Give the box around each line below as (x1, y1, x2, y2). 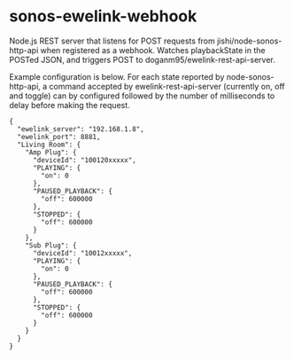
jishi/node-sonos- (216, 35, 282, 46)
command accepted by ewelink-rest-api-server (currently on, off (49, 81, 285, 91)
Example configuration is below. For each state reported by (9, 71, 225, 82)
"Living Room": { (17, 140, 81, 149)
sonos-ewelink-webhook (9, 6, 197, 27)
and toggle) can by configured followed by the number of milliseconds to (9, 90, 275, 101)
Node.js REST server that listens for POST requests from (9, 35, 215, 46)
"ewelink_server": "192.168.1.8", (17, 124, 144, 134)
